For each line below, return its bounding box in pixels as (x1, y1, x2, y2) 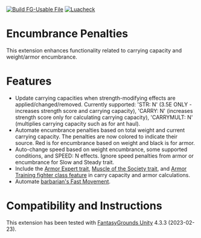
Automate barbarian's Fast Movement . (14, 178, 110, 185)
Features (6, 74, 52, 88)
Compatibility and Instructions (6, 199, 162, 213)
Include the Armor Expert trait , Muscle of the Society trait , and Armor (14, 165, 187, 172)
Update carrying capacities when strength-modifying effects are (14, 94, 176, 101)
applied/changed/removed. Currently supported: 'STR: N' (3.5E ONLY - (14, 100, 192, 108)
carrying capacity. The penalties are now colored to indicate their (14, 133, 178, 140)
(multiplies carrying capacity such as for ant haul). (14, 120, 141, 127)
